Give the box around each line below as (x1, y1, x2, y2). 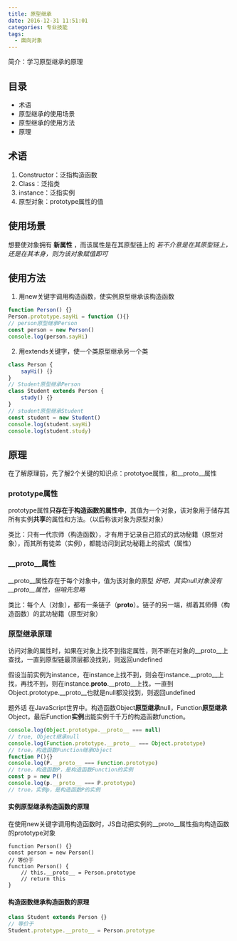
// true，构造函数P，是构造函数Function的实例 (8, 766, 134, 773)
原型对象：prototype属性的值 (18, 197, 104, 205)
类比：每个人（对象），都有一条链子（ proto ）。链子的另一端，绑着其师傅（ (8, 600, 224, 609)
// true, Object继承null (8, 733, 80, 740)
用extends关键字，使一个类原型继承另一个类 (18, 346, 149, 355)
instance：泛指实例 (18, 188, 75, 197)
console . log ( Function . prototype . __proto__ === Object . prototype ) (8, 739, 206, 747)
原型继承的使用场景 (18, 109, 75, 118)
